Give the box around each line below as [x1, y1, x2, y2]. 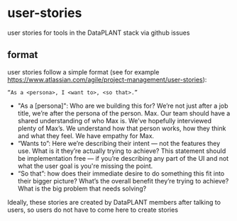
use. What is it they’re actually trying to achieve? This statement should [17, 147, 226, 155]
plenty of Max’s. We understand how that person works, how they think [17, 124, 226, 132]
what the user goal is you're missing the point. [17, 161, 153, 170]
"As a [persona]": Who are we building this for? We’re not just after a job [17, 101, 228, 110]
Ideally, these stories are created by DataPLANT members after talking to [7, 198, 221, 206]
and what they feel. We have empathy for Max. [17, 131, 155, 140]
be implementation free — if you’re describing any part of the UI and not [17, 154, 229, 162]
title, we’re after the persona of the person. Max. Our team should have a [17, 108, 231, 118]
